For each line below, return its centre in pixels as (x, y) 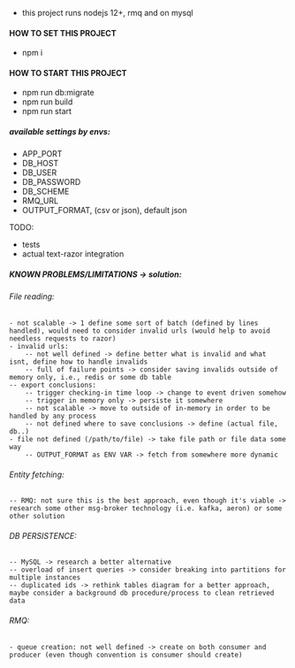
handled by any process (53, 416)
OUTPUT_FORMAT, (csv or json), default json (104, 211)
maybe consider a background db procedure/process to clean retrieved (142, 593)
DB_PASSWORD (51, 182)
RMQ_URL (40, 201)
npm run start (47, 111)
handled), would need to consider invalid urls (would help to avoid (140, 331)
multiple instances (45, 578)
